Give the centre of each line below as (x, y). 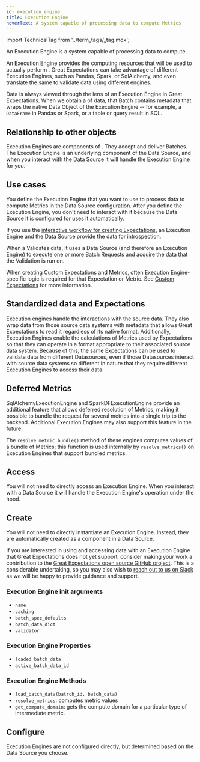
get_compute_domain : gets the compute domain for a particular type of (101, 707)
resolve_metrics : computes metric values (66, 700)
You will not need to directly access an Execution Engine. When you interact (100, 486)
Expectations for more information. (49, 285)
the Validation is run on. (35, 261)
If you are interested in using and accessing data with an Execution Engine (98, 550)
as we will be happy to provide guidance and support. (73, 576)
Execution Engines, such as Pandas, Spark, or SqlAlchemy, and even (91, 76)
